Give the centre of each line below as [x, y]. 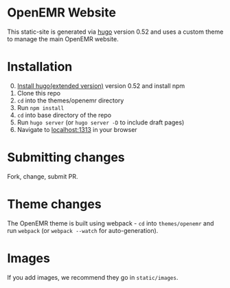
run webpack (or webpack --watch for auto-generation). [83, 230]
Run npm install [41, 107]
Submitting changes [66, 158]
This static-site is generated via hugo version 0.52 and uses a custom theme [115, 32]
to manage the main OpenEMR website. [63, 38]
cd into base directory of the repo [64, 115]
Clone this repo [38, 93]
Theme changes [54, 204]
